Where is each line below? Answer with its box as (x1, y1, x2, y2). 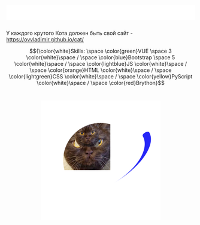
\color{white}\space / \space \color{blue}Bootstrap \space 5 (26, 54, 175, 61)
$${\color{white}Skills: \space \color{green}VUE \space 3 (29, 47, 172, 55)
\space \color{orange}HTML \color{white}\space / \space (29, 66, 172, 74)
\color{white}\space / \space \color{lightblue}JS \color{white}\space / (14, 60, 187, 68)
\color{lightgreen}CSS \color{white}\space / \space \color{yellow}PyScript (8, 73, 193, 80)
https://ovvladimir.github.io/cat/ (6, 36, 84, 43)
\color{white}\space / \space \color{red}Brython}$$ (37, 80, 165, 87)
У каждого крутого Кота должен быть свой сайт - (6, 29, 133, 37)
